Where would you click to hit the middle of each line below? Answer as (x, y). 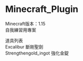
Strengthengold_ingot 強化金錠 (37, 53)
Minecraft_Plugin (42, 9)
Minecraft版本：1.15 (25, 23)
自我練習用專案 (21, 30)
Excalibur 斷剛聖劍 (24, 46)
